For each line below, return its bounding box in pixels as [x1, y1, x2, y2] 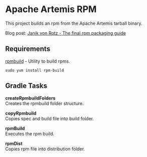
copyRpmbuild [5, 110, 37, 116]
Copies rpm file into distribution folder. [5, 145, 85, 152]
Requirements [5, 44, 50, 54]
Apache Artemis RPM [5, 4, 97, 15]
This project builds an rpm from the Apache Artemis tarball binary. [5, 20, 142, 26]
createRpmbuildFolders [5, 95, 56, 101]
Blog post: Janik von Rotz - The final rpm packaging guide [5, 30, 126, 36]
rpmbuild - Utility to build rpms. [5, 58, 70, 64]
